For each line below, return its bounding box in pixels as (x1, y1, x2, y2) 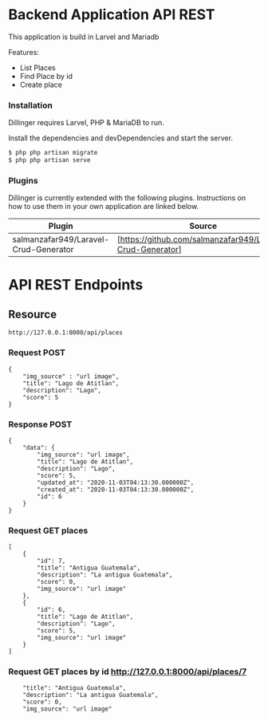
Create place (19, 80, 62, 89)
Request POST (8, 347, 66, 358)
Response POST (8, 419, 73, 430)
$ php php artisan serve (8, 156, 91, 164)
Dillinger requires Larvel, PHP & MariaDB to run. (8, 118, 165, 128)
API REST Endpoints (8, 276, 144, 294)
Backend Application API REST (8, 6, 215, 24)
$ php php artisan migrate (8, 149, 98, 157)
